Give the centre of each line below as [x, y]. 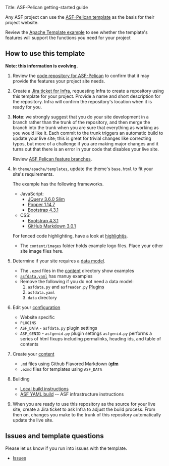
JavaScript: [32, 193]
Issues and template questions [55, 436]
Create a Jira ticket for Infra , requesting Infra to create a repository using [88, 91]
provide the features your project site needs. [59, 81]
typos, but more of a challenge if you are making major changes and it [86, 143]
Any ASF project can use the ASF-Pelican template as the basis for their [80, 17]
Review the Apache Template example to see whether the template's [76, 32]
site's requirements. [33, 174]
